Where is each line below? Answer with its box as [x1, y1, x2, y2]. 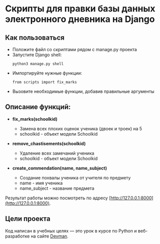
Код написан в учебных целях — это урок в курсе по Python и [5, 228, 137, 234]
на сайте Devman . [30, 233, 68, 239]
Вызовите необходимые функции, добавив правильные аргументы [12, 88, 155, 94]
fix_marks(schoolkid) [12, 116, 58, 122]
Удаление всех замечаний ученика [19, 150, 95, 156]
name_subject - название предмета [19, 185, 95, 191]
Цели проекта [5, 215, 51, 223]
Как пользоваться [5, 33, 65, 42]
